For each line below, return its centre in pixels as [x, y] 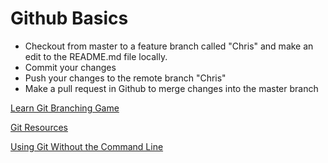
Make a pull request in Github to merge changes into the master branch [171, 88]
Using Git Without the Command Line [87, 146]
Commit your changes [70, 67]
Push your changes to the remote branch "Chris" [125, 78]
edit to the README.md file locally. [96, 56]
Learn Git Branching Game [65, 108]
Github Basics [69, 18]
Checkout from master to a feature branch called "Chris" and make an [169, 46]
